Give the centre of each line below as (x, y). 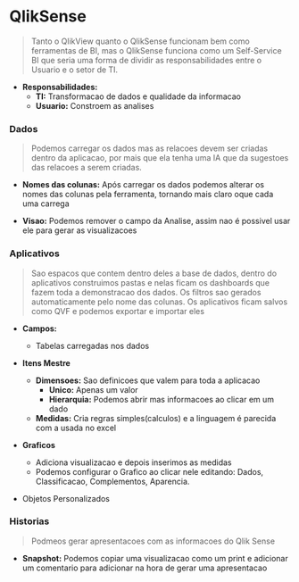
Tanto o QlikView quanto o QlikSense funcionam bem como (140, 41)
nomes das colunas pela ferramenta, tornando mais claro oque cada (148, 195)
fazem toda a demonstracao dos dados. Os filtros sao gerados (146, 292)
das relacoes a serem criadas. (87, 168)
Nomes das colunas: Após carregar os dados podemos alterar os (143, 185)
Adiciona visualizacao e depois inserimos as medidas (133, 462)
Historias (29, 521)
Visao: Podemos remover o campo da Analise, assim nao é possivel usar (156, 221)
